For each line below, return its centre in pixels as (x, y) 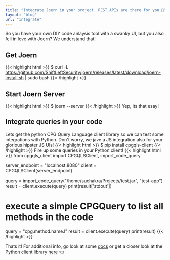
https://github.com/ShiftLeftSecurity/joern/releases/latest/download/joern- (83, 73)
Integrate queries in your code (54, 122)
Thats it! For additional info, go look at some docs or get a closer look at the (84, 246)
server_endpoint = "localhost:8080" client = (51, 165)
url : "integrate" (24, 19)
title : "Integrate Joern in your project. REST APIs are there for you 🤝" (86, 10)
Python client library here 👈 (35, 252)
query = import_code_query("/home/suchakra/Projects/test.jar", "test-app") (84, 181)
